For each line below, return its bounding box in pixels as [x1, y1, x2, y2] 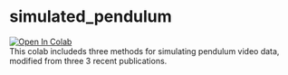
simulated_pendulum [9, 6, 172, 27]
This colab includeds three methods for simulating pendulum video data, [9, 45, 280, 56]
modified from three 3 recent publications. [9, 55, 168, 66]
